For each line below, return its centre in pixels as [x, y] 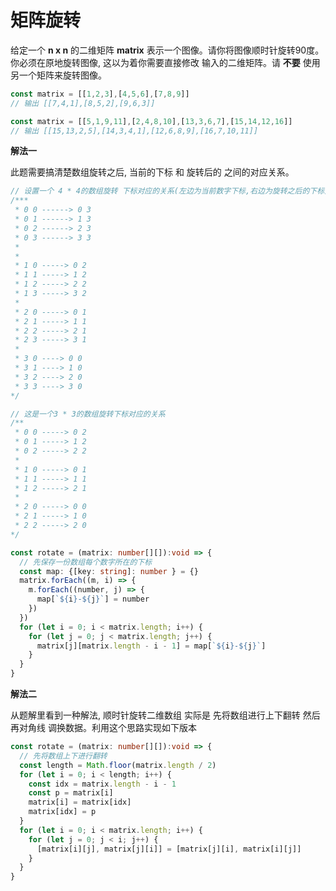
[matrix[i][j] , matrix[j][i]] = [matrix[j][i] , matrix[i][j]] [169, 849]
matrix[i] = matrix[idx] [80, 802]
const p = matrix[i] [71, 793]
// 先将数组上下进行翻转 [63, 756]
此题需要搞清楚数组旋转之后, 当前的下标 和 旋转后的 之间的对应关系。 [152, 172]
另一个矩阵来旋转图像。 [58, 75]
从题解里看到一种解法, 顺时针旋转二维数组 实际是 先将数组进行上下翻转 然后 [165, 715]
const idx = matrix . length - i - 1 [102, 784]
